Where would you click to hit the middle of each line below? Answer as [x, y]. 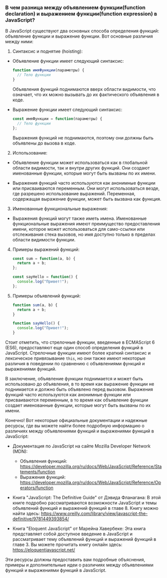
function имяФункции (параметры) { [48, 70]
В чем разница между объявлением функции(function [75, 8]
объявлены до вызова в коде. [44, 143]
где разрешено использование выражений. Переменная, [74, 193]
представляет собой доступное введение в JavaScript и [72, 534]
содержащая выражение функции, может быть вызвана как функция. [87, 199]
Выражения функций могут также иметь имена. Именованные [79, 218]
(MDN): [20, 452]
